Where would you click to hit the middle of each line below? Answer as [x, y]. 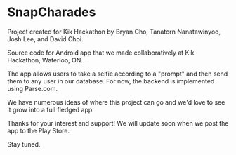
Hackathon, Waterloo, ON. [45, 60]
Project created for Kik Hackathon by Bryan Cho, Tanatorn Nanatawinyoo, [114, 32]
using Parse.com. [33, 88]
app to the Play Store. [39, 130]
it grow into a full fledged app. [51, 109]
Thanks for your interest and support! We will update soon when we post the [118, 123]
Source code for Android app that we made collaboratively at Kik [101, 53]
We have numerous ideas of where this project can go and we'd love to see [116, 102]
